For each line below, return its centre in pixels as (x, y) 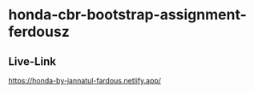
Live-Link (32, 61)
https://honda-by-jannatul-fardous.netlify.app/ (85, 81)
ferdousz (39, 32)
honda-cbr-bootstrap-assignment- (127, 15)
